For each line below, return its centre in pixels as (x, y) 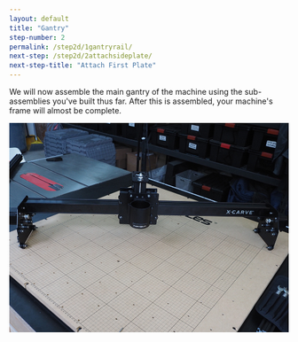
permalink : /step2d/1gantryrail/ (71, 47)
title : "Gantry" (39, 28)
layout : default (39, 19)
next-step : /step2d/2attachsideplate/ (81, 56)
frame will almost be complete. (66, 110)
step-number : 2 (37, 37)
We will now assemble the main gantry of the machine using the (126, 92)
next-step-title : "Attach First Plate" (83, 66)
